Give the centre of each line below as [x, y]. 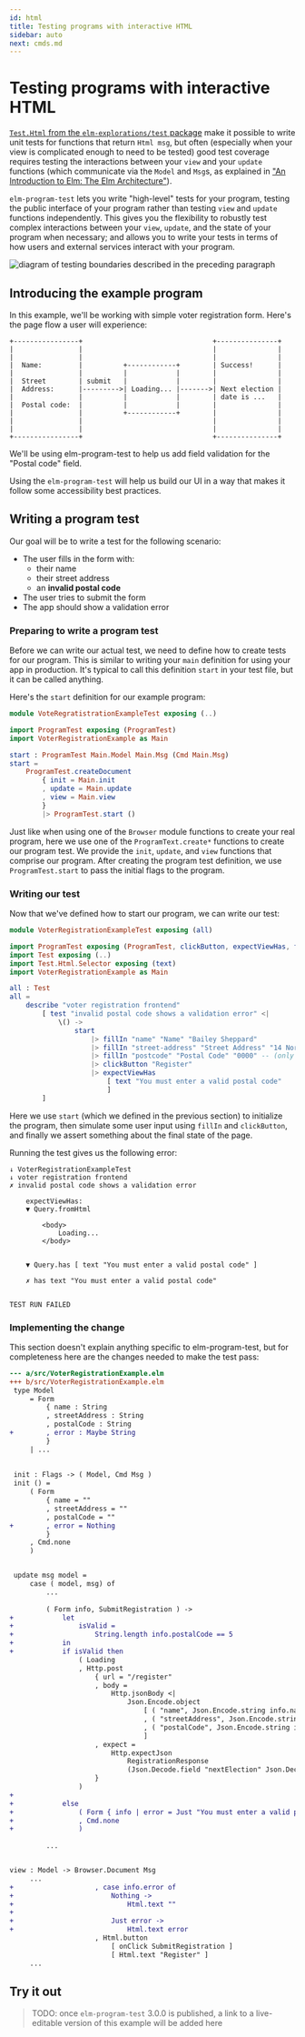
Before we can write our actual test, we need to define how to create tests [148, 650]
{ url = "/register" [133, 1677]
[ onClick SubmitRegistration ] [172, 1946]
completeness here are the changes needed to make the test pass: [134, 1357]
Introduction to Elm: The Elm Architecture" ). [91, 181]
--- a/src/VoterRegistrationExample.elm [87, 1373]
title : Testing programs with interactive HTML [101, 26]
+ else [44, 1803]
